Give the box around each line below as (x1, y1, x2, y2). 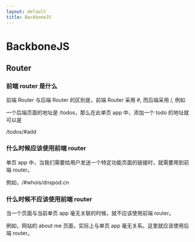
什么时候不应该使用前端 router (6, 195, 93, 203)
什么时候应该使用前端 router (6, 144, 87, 153)
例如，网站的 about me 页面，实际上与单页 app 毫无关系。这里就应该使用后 (6, 222, 189, 229)
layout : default (6, 8, 46, 15)
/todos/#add (6, 128, 37, 135)
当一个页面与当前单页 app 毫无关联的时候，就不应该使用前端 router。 (6, 209, 174, 217)
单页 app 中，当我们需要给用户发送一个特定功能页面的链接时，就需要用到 (6, 159, 184, 166)
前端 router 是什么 (6, 82, 58, 90)
